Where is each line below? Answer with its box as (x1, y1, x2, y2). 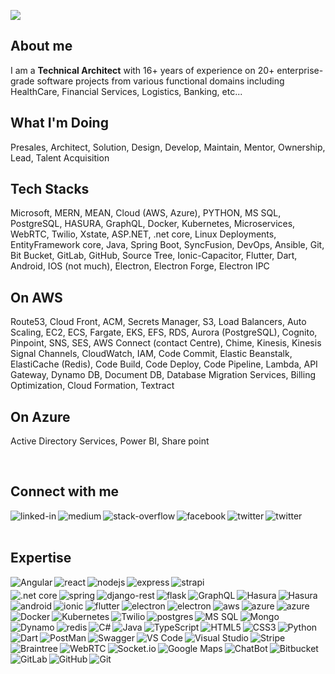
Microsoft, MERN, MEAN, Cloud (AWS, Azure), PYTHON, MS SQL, (10, 207, 282, 219)
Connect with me (10, 483, 120, 500)
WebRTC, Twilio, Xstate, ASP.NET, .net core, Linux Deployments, (10, 228, 277, 240)
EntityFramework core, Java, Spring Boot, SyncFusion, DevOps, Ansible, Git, (10, 239, 325, 251)
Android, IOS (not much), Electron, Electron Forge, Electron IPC (10, 260, 270, 272)
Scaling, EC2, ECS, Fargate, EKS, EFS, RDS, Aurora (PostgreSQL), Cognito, (10, 326, 318, 339)
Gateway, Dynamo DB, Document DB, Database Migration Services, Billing (10, 369, 317, 381)
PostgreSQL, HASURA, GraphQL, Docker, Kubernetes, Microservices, (10, 218, 296, 230)
